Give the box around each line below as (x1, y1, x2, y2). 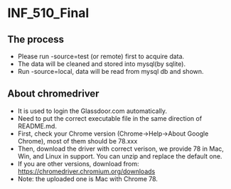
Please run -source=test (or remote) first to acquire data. (17, 52, 185, 60)
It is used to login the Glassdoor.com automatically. (17, 107, 168, 115)
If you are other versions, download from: (17, 159, 139, 168)
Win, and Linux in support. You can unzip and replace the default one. (17, 151, 222, 161)
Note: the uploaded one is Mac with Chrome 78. (17, 174, 159, 183)
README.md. (17, 121, 57, 130)
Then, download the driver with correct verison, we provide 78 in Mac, (17, 144, 224, 153)
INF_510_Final (7, 5, 90, 21)
